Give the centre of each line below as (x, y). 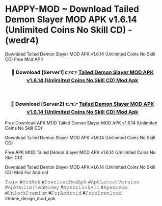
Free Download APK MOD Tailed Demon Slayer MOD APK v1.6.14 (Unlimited (81, 123)
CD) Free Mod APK (24, 59)
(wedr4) (22, 41)
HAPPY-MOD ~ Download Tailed (72, 9)
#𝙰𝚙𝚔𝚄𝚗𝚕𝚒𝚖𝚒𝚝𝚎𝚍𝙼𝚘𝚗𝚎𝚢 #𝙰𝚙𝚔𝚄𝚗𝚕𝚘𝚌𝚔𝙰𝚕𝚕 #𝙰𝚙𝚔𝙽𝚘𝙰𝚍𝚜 (67, 187)
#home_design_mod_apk (30, 198)
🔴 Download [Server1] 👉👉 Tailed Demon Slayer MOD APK (82, 72)
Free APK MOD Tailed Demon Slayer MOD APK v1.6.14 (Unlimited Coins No (81, 152)
